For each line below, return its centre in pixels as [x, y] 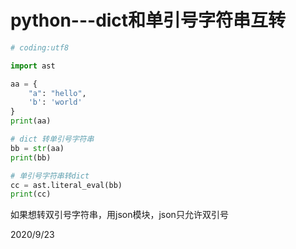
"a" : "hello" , [57, 93]
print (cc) [31, 194]
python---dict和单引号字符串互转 [148, 20]
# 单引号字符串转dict [50, 176]
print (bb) [31, 157]
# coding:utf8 [40, 47]
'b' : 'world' [55, 102]
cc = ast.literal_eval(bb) [66, 185]
